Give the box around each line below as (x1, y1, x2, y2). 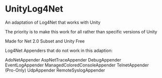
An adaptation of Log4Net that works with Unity (5, 19, 101, 25)
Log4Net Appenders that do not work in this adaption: (5, 47, 113, 53)
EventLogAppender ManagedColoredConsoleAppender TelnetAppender (5, 62, 149, 68)
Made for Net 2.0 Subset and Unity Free (5, 38, 85, 44)
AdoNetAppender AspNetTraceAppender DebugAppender (5, 57, 121, 62)
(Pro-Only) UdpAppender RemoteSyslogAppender (5, 67, 105, 73)
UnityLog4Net (5, 3, 64, 15)
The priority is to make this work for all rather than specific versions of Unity (5, 29, 158, 34)
